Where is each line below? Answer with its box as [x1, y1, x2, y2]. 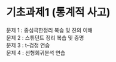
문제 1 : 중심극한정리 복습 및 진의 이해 [6, 26, 93, 34]
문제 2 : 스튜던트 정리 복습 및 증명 [6, 34, 84, 41]
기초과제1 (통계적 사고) [6, 5, 111, 19]
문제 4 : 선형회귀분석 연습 [6, 49, 66, 56]
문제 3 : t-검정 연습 [6, 42, 50, 49]
